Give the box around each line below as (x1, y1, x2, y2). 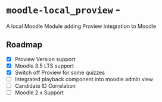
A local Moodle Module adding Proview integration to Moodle (6, 23, 157, 30)
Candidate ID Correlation (14, 82, 76, 89)
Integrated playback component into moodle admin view (14, 75, 154, 82)
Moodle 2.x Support (14, 89, 64, 96)
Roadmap (6, 40, 43, 50)
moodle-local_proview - (6, 3, 121, 17)
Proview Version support (14, 55, 76, 62)
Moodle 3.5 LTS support (14, 62, 74, 69)
